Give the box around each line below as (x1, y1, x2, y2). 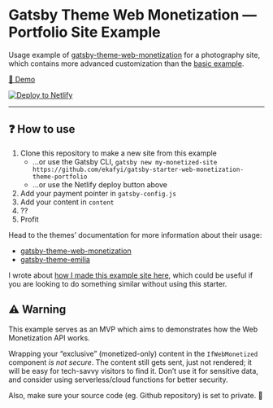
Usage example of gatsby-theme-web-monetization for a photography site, (8, 50, 261, 59)
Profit (19, 214, 39, 224)
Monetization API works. (8, 332, 91, 343)
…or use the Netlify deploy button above (32, 179, 168, 189)
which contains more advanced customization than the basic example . (8, 59, 245, 68)
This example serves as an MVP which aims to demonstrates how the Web (8, 324, 258, 334)
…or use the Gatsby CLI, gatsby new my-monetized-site (32, 156, 218, 166)
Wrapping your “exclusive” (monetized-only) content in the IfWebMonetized (8, 349, 258, 358)
